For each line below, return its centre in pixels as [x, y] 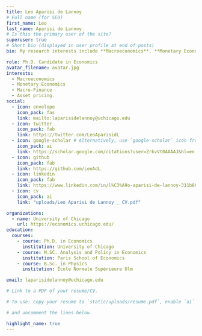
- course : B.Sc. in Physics [52, 264]
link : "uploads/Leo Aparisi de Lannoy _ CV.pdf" [79, 202]
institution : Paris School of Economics [73, 258]
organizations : [25, 213]
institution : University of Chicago [68, 247]
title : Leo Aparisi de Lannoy [44, 12]
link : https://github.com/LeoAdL [59, 169]
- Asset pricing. [33, 96]
